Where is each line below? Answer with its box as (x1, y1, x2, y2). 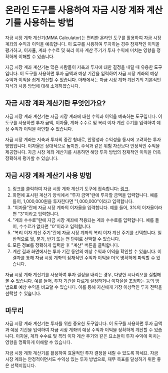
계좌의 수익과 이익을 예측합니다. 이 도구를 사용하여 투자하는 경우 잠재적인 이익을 (5, 41, 160, 47)
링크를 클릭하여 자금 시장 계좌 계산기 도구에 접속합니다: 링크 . (12, 185, 130, 192)
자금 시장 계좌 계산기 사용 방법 (5, 171, 92, 180)
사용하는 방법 (23, 17, 74, 29)
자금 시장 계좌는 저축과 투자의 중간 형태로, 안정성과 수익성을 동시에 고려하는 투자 (5, 136, 161, 142)
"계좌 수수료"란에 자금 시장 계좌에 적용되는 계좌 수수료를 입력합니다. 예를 (12, 217, 154, 223)
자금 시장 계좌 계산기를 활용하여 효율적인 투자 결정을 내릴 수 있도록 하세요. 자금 (5, 350, 158, 356)
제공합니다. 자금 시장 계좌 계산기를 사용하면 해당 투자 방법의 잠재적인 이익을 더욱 (5, 149, 161, 155)
